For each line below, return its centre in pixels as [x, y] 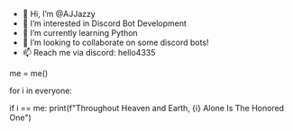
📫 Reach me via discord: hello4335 [89, 52]
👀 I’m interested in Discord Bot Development [105, 23]
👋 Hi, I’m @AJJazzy [59, 14]
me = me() [29, 73]
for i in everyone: [41, 91]
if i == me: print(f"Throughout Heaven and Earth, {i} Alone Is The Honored [147, 108]
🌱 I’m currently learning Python [80, 33]
